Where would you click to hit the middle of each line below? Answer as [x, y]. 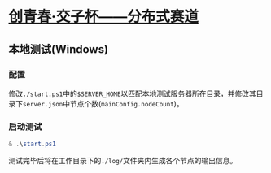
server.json [43, 104]
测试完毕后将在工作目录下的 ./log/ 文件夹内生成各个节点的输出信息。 [123, 161]
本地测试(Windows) [58, 49]
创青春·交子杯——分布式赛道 [104, 17]
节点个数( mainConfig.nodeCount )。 [127, 103]
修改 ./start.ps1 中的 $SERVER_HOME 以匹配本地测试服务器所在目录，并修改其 [132, 93]
